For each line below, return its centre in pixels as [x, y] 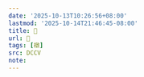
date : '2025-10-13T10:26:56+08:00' [68, 16]
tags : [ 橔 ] [26, 46]
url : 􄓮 [19, 38]
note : [17, 61]
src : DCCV [25, 53]
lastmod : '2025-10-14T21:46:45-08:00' [73, 23]
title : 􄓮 [23, 30]
